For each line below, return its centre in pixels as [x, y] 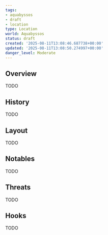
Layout [17, 130]
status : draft [20, 39]
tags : [11, 10]
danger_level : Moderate [31, 53]
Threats [18, 187]
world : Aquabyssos [25, 34]
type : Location [21, 29]
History [17, 102]
